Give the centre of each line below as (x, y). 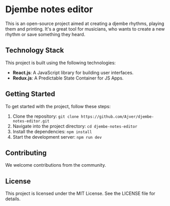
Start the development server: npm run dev (57, 137)
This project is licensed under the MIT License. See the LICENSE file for (80, 194)
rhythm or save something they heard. (45, 34)
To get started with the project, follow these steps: (58, 106)
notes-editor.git (31, 121)
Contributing (26, 153)
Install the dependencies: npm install (52, 132)
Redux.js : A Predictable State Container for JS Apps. (68, 78)
